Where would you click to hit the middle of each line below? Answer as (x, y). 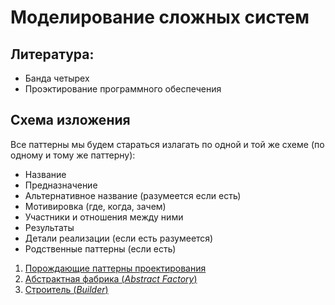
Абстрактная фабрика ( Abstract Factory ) (111, 278)
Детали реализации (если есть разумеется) (119, 238)
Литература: (52, 54)
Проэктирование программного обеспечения (123, 89)
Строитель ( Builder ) (66, 289)
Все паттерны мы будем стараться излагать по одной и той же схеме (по (167, 144)
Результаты (49, 227)
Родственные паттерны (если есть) (100, 248)
